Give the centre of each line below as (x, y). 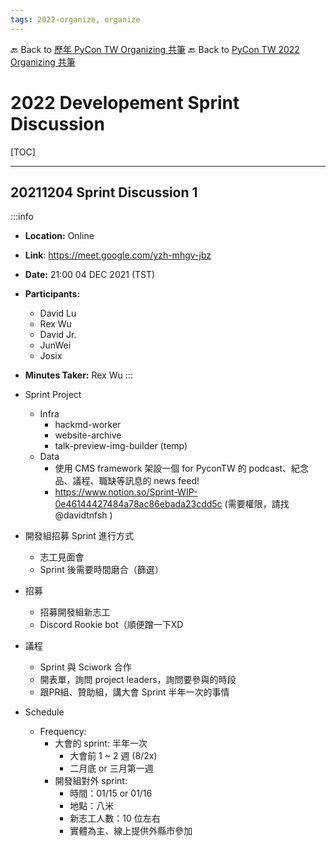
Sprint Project (53, 395)
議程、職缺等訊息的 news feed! (136, 481)
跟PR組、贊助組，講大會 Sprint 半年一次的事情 (134, 692)
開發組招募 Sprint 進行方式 (79, 536)
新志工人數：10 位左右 (115, 818)
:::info (22, 217)
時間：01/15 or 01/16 (111, 793)
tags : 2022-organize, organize (75, 19)
